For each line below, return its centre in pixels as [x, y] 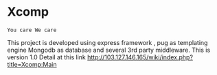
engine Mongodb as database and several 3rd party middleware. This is [109, 50]
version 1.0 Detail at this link [46, 57]
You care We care [32, 30]
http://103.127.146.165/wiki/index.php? [140, 57]
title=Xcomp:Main [32, 64]
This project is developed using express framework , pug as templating [107, 42]
